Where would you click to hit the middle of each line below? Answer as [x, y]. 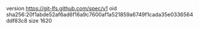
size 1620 [41, 21]
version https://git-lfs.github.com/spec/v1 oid [62, 8]
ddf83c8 [17, 21]
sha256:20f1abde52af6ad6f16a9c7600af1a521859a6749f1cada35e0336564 [100, 14]
